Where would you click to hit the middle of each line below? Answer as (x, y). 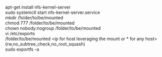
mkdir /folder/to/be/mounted (34, 18)
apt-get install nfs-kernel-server (38, 7)
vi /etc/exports (20, 33)
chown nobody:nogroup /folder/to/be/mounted (53, 28)
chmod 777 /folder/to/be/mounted (40, 23)
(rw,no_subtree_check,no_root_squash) (45, 44)
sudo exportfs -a (22, 49)
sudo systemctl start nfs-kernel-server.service (53, 12)
